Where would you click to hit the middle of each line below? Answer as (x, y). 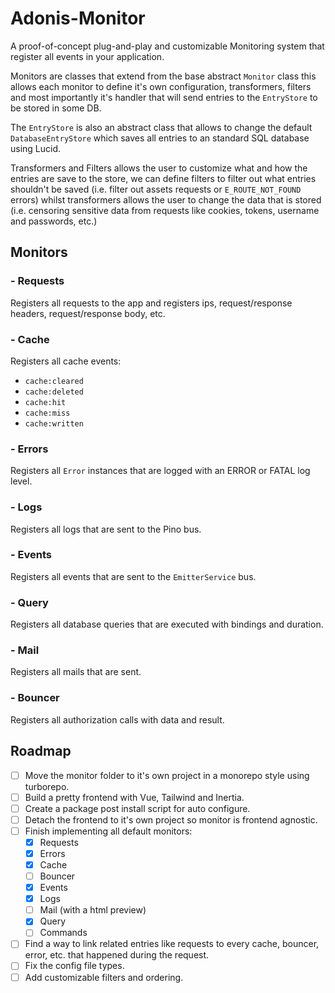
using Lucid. (36, 148)
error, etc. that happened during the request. (117, 955)
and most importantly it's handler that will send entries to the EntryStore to (164, 97)
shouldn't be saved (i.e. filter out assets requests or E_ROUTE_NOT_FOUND (156, 189)
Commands (63, 933)
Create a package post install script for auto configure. (137, 808)
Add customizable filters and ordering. (104, 977)
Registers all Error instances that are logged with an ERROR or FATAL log (160, 471)
